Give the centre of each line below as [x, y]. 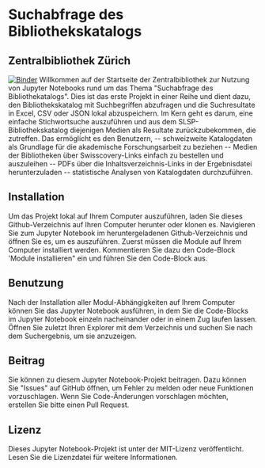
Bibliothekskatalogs [75, 31]
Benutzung [36, 283]
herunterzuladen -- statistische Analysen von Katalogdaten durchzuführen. [131, 172]
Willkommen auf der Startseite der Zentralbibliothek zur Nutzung [144, 80]
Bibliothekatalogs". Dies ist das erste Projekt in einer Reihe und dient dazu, [129, 96]
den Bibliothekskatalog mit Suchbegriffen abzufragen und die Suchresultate [132, 105]
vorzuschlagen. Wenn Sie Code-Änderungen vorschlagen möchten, [119, 397]
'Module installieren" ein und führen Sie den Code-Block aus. [108, 258]
